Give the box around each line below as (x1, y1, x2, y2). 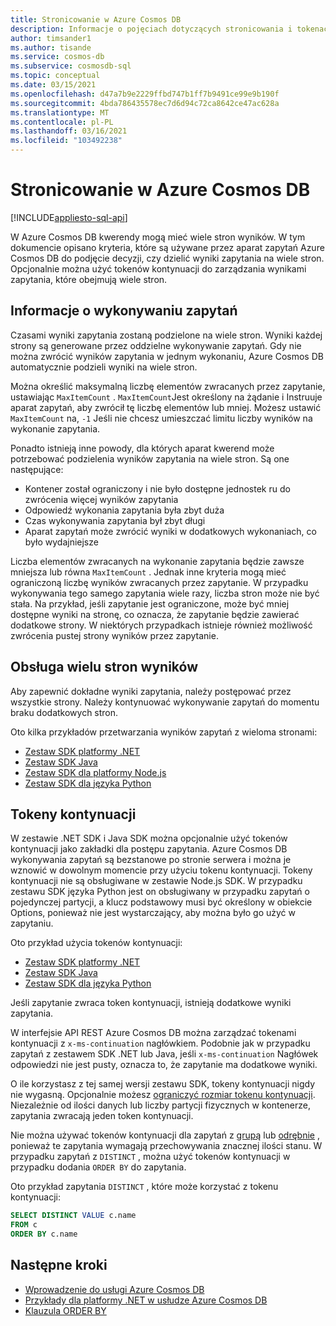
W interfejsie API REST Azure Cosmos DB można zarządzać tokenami (10, 1027, 297, 1039)
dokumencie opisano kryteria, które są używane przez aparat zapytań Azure (10, 241, 325, 253)
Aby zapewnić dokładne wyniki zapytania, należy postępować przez (10, 685, 292, 697)
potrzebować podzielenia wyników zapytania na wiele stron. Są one (10, 452, 290, 465)
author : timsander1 (10, 33, 92, 43)
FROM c (10, 1220, 38, 1230)
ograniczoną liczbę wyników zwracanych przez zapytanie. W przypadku (10, 576, 309, 588)
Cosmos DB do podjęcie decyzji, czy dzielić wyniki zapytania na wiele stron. (10, 252, 325, 264)
